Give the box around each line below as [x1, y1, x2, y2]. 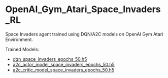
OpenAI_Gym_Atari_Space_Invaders [5, 4, 161, 15]
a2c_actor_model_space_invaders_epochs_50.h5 [12, 61, 115, 67]
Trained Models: [5, 46, 40, 52]
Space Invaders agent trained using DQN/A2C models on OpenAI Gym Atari [5, 31, 163, 37]
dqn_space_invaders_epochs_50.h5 [12, 56, 87, 62]
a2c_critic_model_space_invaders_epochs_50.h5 [12, 67, 115, 73]
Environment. [5, 36, 33, 43]
